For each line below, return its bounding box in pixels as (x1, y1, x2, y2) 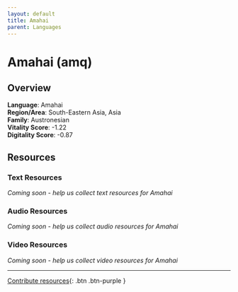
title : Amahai (7, 17, 50, 24)
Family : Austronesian (7, 116, 69, 124)
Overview (7, 82, 52, 94)
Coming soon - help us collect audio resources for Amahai (7, 222, 178, 230)
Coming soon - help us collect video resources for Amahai (7, 256, 178, 264)
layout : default (7, 10, 55, 18)
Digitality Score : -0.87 (7, 131, 73, 139)
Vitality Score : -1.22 (7, 123, 67, 132)
